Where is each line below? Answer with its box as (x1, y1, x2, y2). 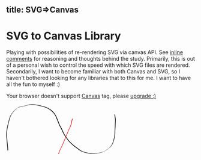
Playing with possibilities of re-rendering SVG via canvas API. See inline (6, 49, 184, 56)
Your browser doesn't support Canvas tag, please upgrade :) (6, 93, 157, 100)
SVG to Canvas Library (6, 29, 121, 43)
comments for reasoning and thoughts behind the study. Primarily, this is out (6, 55, 195, 63)
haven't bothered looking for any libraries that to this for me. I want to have (6, 75, 191, 82)
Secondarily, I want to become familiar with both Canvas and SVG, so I (6, 68, 181, 75)
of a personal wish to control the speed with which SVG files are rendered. (6, 61, 190, 69)
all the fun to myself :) (6, 81, 61, 88)
